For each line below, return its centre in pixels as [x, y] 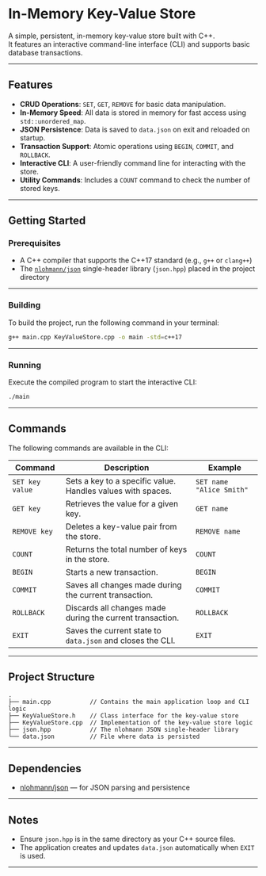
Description [127, 467]
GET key [27, 509]
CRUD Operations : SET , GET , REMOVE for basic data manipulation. [123, 104]
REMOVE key [32, 531]
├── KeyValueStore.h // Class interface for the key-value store [123, 716]
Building [25, 305]
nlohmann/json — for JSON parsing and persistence [104, 788]
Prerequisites [34, 243]
